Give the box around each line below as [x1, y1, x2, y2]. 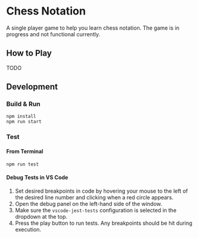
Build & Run [6, 100, 41, 108]
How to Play [6, 48, 53, 59]
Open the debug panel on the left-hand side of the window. [14, 200, 162, 207]
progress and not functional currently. [6, 30, 101, 37]
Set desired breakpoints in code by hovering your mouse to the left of [14, 187, 188, 195]
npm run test [6, 161, 39, 167]
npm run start [6, 119, 42, 125]
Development [6, 82, 59, 92]
